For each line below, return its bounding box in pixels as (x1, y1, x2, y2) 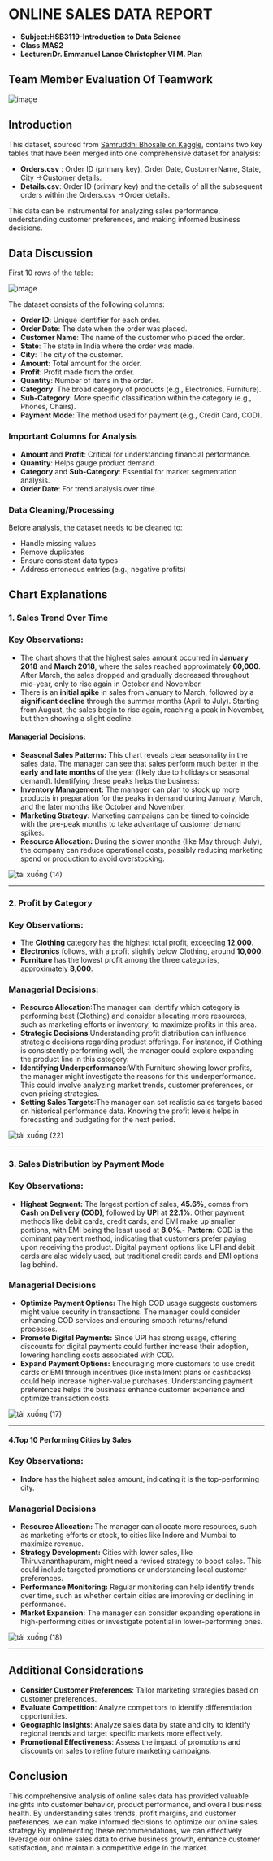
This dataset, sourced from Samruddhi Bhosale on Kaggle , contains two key (8, 139, 262, 149)
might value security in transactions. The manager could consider (19, 1307, 241, 1317)
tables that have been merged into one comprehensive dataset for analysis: (8, 148, 262, 158)
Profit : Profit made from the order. (19, 367, 136, 377)
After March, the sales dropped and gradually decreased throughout (19, 670, 249, 679)
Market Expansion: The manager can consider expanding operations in (19, 1608, 261, 1618)
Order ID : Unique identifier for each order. (19, 315, 161, 325)
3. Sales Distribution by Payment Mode (8, 1159, 165, 1170)
